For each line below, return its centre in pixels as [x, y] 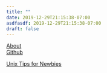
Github [15, 52]
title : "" [19, 12]
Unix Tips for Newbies [34, 64]
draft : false [23, 29]
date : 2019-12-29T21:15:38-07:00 [48, 17]
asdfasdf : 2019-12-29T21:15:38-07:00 [54, 23]
